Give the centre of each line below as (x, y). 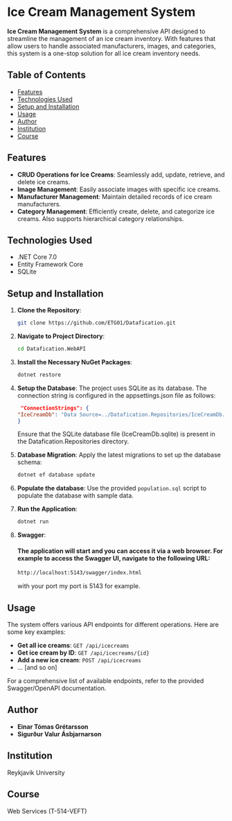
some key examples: (36, 632)
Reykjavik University (36, 773)
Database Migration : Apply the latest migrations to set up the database (119, 455)
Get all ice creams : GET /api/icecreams (73, 646)
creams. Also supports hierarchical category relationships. (100, 218)
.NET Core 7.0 (37, 257)
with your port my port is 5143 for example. (79, 586)
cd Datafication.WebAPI (52, 349)
